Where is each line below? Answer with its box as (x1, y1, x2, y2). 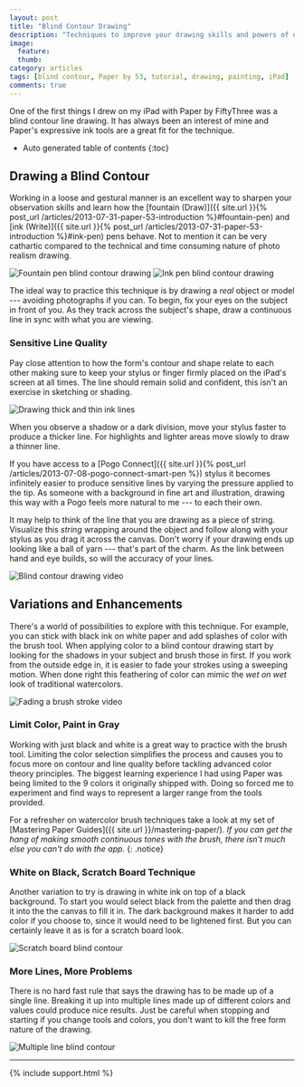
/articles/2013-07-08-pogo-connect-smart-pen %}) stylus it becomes (9, 467, 271, 478)
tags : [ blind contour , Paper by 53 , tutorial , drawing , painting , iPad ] (9, 72, 290, 82)
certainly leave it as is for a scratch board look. (9, 925, 184, 936)
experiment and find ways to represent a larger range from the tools (9, 787, 262, 798)
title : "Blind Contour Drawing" (9, 22, 131, 31)
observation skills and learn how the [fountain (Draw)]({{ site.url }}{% (9, 202, 268, 213)
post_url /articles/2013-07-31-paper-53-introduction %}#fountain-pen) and (9, 212, 290, 223)
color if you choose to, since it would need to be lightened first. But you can (9, 916, 292, 927)
